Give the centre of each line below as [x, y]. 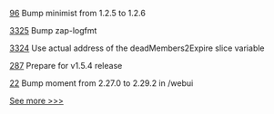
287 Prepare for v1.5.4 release [66, 66]
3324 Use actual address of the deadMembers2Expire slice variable [137, 48]
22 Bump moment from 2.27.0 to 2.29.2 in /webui [101, 83]
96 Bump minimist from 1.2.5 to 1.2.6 [77, 13]
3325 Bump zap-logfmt [53, 30]
